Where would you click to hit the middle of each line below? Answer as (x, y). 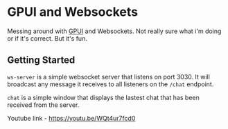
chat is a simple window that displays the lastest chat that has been (103, 97)
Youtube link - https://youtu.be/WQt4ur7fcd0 (71, 118)
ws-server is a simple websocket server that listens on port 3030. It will (108, 77)
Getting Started (41, 60)
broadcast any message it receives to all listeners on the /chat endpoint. (111, 84)
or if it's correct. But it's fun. (47, 38)
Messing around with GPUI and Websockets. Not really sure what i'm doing (114, 31)
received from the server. (43, 105)
